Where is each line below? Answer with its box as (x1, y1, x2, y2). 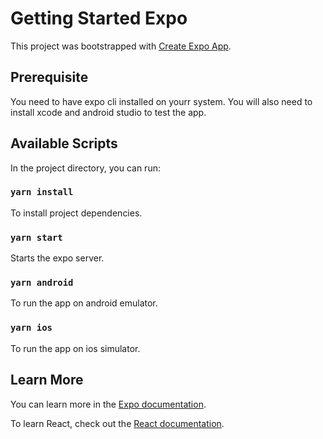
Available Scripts (10, 135, 118, 152)
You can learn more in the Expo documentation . (10, 398, 207, 410)
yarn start (10, 232, 63, 243)
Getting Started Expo (10, 7, 188, 30)
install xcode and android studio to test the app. (10, 106, 207, 118)
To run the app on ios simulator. (10, 342, 141, 354)
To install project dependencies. (10, 207, 143, 219)
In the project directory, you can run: (10, 162, 161, 174)
